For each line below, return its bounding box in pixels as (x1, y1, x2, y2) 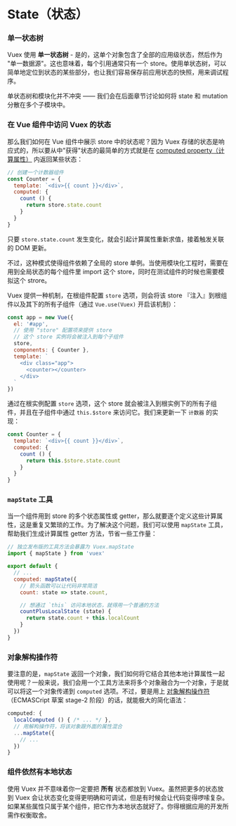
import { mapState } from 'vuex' (7, 550, 105, 557)
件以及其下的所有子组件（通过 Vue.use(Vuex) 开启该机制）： (7, 299, 178, 308)
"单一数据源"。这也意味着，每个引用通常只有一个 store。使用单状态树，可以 (7, 59, 227, 67)
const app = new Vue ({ (7, 314, 74, 321)
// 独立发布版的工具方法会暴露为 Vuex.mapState (7, 543, 135, 550)
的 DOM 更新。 (7, 243, 51, 252)
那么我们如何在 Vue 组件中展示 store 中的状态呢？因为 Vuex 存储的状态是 (7, 137, 219, 146)
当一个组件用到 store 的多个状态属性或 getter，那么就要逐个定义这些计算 (7, 512, 217, 520)
